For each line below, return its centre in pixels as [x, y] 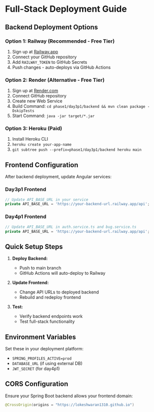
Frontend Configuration [42, 165]
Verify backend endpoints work [51, 316]
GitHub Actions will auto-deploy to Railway [62, 273]
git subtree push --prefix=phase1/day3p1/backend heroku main [77, 150]
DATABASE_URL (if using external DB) [47, 363]
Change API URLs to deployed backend [59, 292]
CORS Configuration [37, 384]
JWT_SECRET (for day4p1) [36, 369]
